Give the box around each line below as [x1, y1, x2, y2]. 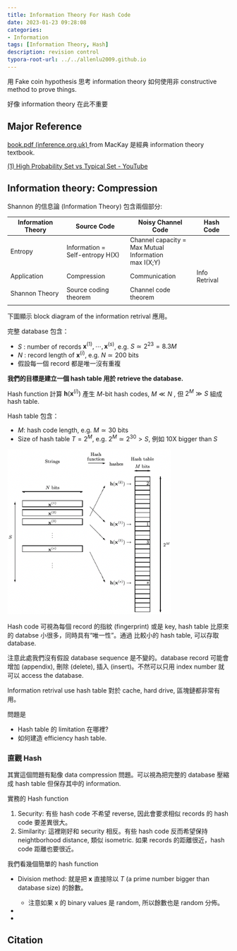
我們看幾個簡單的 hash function [7, 860, 99, 868]
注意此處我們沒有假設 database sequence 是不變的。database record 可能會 [7, 653, 229, 662]
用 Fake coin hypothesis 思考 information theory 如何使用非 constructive [7, 77, 217, 85]
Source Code [75, 222, 115, 230]
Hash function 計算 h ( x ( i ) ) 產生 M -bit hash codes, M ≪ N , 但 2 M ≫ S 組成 [7, 388, 223, 398]
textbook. [7, 148, 35, 157]
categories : [7, 26, 42, 33]
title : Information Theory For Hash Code [7, 11, 131, 18]
